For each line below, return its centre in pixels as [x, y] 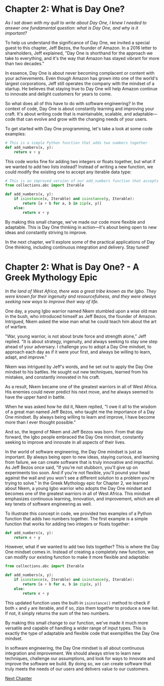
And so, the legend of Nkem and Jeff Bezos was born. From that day [74, 431]
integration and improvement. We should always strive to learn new [73, 653]
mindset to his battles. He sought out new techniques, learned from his [77, 372]
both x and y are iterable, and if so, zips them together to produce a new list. [82, 608]
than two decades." [25, 63]
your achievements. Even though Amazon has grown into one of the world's [82, 78]
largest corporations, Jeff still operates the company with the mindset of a [80, 83]
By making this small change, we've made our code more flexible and [75, 222]
